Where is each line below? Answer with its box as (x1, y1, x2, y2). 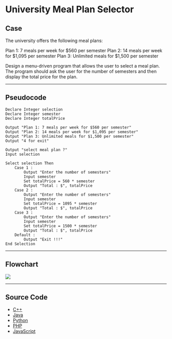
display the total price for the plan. (5, 74, 78, 80)
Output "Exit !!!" (24, 237, 63, 242)
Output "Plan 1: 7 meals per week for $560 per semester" (5, 124, 132, 130)
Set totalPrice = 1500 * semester (24, 223, 97, 228)
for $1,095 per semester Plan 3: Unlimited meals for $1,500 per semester (5, 53, 159, 59)
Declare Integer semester (5, 111, 60, 116)
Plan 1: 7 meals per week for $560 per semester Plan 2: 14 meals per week (5, 48, 163, 53)
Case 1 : (14, 165, 33, 170)
